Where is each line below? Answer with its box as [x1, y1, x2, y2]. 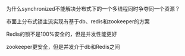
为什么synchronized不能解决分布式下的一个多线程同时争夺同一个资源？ [6, 5, 180, 12]
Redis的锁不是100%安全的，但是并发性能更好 [6, 30, 117, 38]
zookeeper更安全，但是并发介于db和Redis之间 [6, 43, 120, 50]
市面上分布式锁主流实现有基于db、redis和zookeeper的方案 [6, 18, 150, 25]
